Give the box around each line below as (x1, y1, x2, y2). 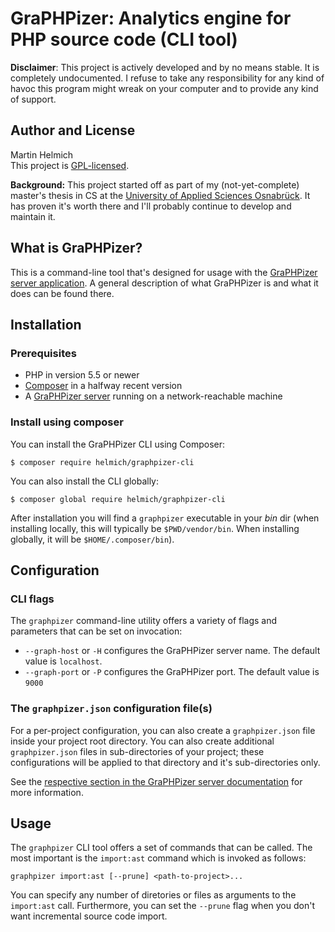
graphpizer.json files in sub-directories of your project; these (10, 745, 265, 757)
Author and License (10, 122, 136, 139)
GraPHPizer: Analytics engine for (10, 7, 292, 30)
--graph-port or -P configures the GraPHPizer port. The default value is (24, 666, 320, 678)
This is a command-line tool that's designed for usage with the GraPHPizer (10, 266, 318, 278)
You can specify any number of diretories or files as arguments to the (10, 889, 297, 901)
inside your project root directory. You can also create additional (10, 735, 275, 747)
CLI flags (10, 592, 55, 606)
